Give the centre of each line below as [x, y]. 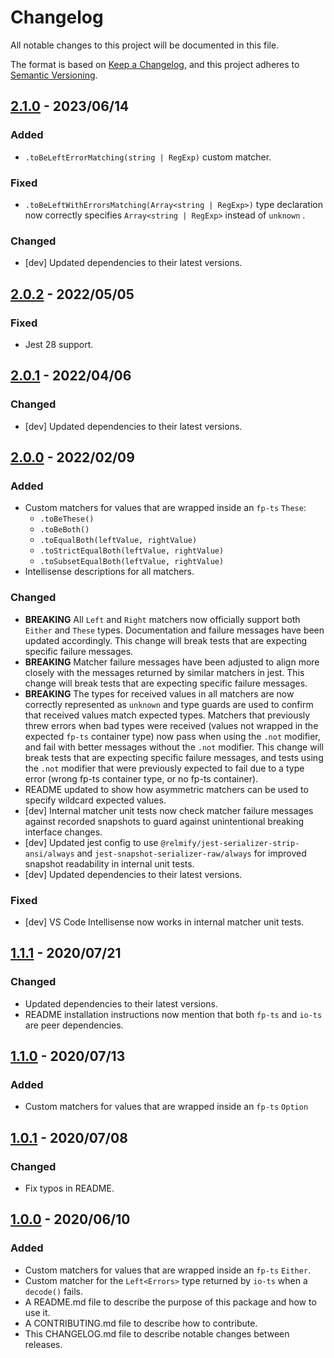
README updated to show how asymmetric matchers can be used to [166, 789]
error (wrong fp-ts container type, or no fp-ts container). [141, 778]
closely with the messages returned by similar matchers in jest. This [164, 672]
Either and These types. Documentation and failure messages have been [174, 630]
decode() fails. [54, 1291]
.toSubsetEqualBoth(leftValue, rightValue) [132, 562]
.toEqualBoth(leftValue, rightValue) [118, 541]
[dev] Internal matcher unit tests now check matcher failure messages [169, 810]
